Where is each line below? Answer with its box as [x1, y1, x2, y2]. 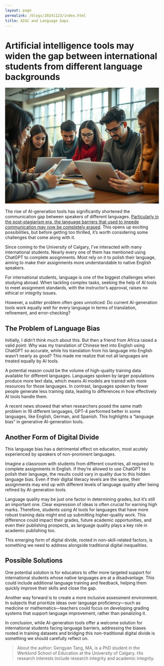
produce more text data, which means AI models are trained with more [5, 378, 147, 384]
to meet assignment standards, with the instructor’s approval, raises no [5, 285, 148, 291]
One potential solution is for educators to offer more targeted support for [5, 569, 151, 575]
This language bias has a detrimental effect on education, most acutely [5, 446, 148, 452]
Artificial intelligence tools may [5, 40, 134, 51]
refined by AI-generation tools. [5, 487, 67, 492]
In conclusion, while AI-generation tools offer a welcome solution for [5, 619, 143, 625]
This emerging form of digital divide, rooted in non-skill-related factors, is [5, 537, 153, 543]
